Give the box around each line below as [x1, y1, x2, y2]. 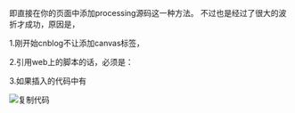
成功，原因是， [24, 19, 80, 29]
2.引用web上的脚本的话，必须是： [9, 57, 134, 67]
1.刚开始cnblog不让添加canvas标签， [9, 38, 145, 48]
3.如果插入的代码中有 [9, 76, 87, 86]
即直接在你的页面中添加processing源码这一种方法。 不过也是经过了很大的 [9, 8, 279, 18]
